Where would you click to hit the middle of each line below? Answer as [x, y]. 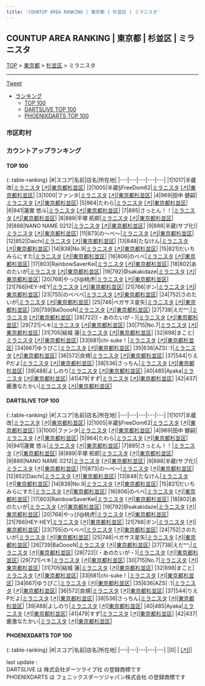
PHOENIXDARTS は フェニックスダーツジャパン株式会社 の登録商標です [96, 677]
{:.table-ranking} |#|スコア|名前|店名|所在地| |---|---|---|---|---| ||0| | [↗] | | [99, 650]
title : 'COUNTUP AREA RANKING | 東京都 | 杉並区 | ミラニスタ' [83, 12]
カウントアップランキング [44, 151]
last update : [22, 662]
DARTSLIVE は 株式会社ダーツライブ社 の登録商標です [74, 669]
